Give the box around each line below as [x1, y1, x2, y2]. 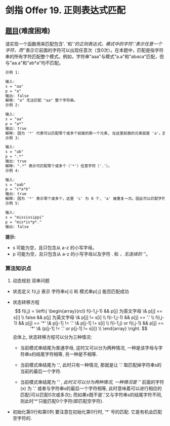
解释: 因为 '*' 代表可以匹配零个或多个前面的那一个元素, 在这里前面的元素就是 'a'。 [5, 130, 163, 136]
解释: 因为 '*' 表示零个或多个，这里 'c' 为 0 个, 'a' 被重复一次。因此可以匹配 [5, 196, 158, 201]
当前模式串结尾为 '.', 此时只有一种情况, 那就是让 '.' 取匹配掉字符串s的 [20, 362, 162, 368]
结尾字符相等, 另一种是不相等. [35, 351, 98, 357]
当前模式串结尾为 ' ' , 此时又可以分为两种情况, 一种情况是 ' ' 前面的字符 [20, 379, 164, 385]
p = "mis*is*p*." [5, 219, 42, 225]
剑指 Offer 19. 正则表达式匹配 [5, 5, 125, 16]
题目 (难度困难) [5, 26, 51, 35]
